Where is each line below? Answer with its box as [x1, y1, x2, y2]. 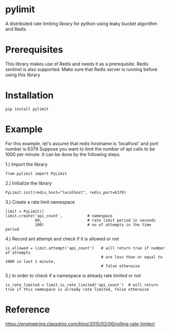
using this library [5, 72, 41, 78]
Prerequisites [5, 44, 64, 56]
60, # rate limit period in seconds [35, 217, 156, 223]
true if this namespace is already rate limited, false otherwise [5, 286, 149, 292]
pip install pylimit [5, 106, 49, 112]
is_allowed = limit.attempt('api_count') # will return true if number [5, 246, 165, 251]
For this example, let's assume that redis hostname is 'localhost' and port [5, 140, 159, 146]
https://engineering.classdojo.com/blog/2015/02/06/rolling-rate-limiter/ [5, 321, 155, 327]
